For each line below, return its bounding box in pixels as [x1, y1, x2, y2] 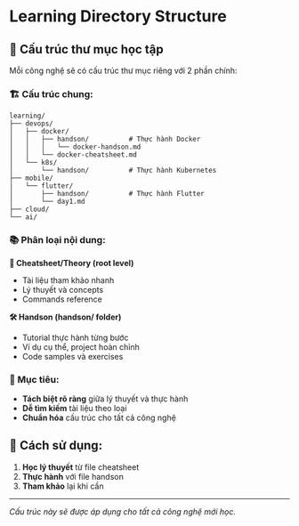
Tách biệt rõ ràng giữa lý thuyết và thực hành [21, 393, 189, 404]
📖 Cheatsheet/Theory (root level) [9, 257, 134, 268]
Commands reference [21, 294, 102, 304]
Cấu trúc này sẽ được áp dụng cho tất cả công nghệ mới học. [9, 506, 236, 517]
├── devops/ [9, 119, 53, 128]
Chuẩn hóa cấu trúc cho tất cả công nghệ [21, 412, 176, 423]
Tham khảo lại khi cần [21, 481, 104, 491]
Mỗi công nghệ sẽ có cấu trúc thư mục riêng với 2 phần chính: [9, 65, 238, 76]
